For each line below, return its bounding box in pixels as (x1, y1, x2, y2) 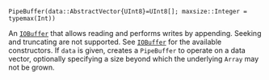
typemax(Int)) (8, 14, 57, 22)
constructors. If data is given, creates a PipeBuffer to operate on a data (8, 46, 246, 55)
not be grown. (8, 62, 55, 72)
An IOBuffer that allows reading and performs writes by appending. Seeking (8, 29, 262, 38)
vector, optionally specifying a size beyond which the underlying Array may (8, 54, 259, 63)
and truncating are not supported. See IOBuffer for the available (8, 37, 222, 46)
